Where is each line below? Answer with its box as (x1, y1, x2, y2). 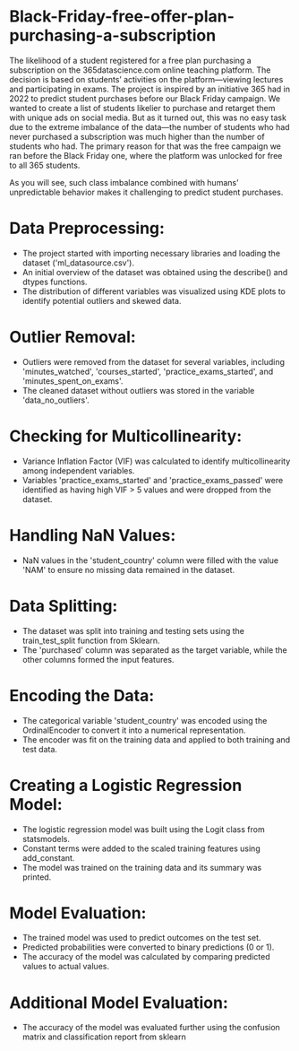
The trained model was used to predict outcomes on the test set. (21, 933, 261, 943)
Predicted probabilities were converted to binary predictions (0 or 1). (21, 942, 275, 952)
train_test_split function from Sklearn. (21, 635, 160, 646)
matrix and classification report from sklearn (21, 1031, 186, 1042)
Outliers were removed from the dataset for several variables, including (21, 356, 285, 367)
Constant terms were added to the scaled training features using (21, 843, 261, 854)
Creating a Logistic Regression (9, 775, 243, 795)
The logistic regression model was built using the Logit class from (21, 823, 266, 835)
